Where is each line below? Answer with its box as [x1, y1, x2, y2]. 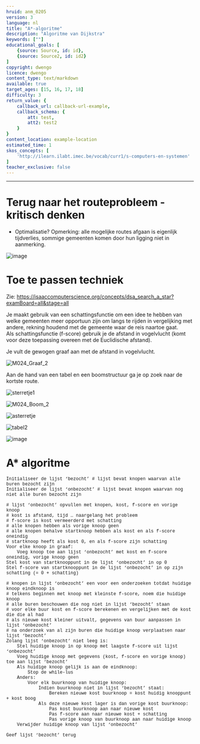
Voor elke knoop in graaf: [6, 544, 74, 550]
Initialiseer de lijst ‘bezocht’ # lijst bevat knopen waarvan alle [6, 476, 181, 482]
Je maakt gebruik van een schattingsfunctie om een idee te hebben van [6, 311, 183, 318]
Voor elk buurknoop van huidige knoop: [27, 679, 127, 686]
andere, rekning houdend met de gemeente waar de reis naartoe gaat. [6, 324, 179, 330]
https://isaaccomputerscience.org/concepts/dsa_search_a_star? [17, 293, 174, 300]
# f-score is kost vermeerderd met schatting [6, 518, 122, 523]
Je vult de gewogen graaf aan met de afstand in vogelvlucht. [6, 348, 156, 355]
